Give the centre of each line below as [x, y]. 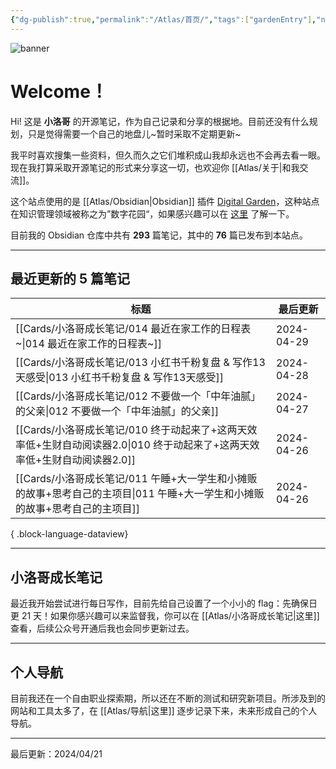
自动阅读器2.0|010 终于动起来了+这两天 [155, 445]
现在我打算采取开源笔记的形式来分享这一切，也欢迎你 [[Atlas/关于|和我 [155, 167]
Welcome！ [59, 91]
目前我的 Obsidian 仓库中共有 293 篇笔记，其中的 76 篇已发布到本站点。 [159, 235]
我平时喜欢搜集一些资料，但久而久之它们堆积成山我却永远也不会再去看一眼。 [168, 155]
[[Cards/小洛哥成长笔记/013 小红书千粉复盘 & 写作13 [140, 363]
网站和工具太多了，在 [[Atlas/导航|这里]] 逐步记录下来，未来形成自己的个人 [164, 710]
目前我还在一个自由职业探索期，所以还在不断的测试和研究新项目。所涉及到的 [168, 698]
